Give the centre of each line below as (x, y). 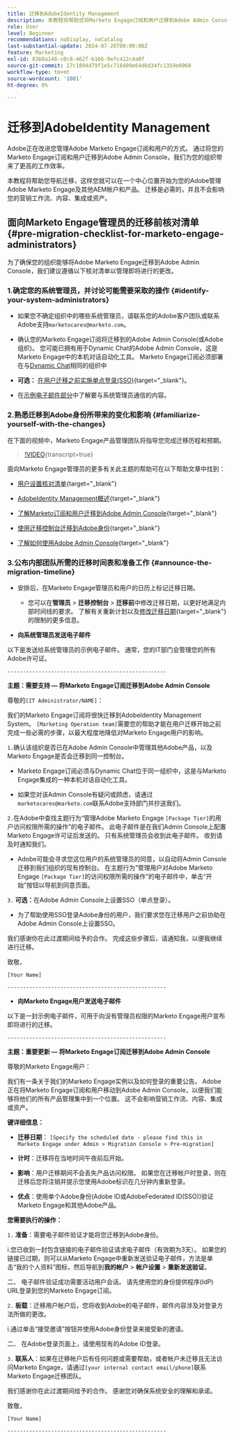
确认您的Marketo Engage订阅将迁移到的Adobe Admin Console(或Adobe (120, 340)
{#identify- (190, 290)
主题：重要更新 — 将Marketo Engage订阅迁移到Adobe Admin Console (109, 1051)
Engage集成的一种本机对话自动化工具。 (74, 779)
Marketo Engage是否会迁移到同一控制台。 (68, 756)
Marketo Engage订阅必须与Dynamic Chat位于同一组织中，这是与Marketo (122, 771)
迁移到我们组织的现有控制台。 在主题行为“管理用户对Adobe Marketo (115, 867)
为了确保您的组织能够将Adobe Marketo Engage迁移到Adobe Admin (103, 262)
